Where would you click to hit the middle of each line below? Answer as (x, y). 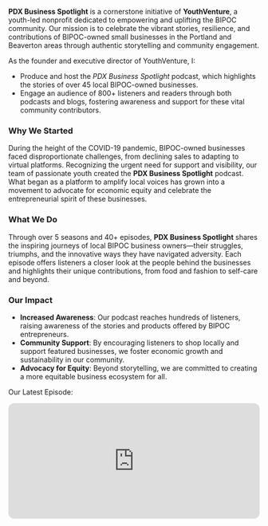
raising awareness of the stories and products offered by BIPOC (125, 325)
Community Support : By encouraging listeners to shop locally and (129, 343)
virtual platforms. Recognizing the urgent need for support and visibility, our (133, 165)
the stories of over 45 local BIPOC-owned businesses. (109, 84)
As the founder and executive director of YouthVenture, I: (102, 61)
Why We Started (41, 131)
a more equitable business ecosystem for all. (93, 376)
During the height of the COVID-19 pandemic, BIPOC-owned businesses (127, 148)
